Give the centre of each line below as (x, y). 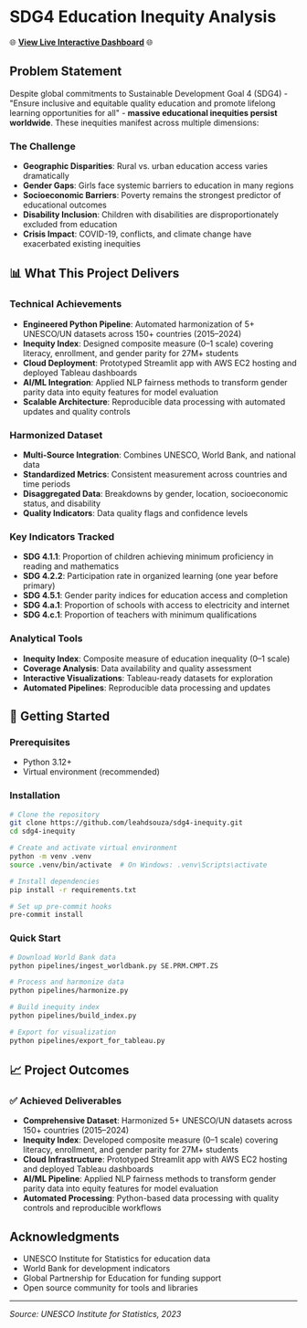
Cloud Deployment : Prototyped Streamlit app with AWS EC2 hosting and (159, 363)
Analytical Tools (46, 638)
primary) (39, 585)
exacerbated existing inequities (82, 244)
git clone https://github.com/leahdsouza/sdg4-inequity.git (127, 823)
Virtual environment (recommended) (91, 772)
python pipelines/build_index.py (73, 1016)
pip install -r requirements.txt (73, 890)
